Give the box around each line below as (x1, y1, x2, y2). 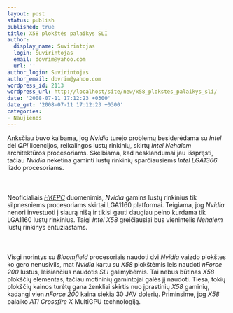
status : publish (7, 17, 55, 24)
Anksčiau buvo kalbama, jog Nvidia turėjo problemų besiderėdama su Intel (7, 134, 222, 142)
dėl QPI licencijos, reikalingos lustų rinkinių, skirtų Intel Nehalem (7, 141, 192, 149)
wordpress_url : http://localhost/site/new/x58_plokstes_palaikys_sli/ (7, 88, 218, 95)
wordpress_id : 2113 (7, 82, 64, 89)
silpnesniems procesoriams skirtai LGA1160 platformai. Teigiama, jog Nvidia (7, 200, 225, 209)
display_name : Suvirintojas (13, 43, 96, 50)
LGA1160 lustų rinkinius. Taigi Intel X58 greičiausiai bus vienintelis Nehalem (7, 215, 223, 224)
